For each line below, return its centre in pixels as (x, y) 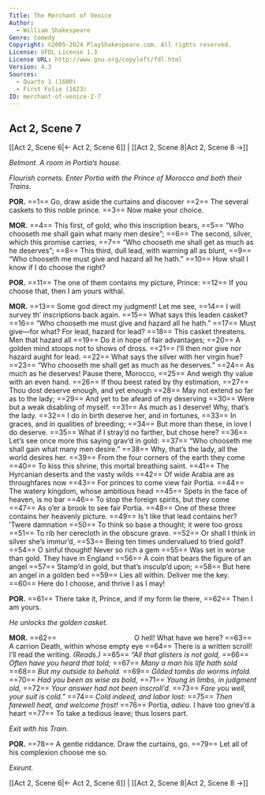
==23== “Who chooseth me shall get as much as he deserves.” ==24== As (132, 365)
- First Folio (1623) (52, 89)
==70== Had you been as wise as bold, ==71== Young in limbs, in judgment (133, 680)
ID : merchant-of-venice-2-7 (55, 96)
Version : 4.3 (30, 67)
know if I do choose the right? (57, 268)
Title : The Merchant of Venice (60, 15)
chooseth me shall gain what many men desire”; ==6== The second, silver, (131, 234)
